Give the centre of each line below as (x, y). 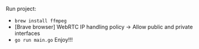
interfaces (27, 33)
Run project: (21, 9)
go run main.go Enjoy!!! (44, 40)
